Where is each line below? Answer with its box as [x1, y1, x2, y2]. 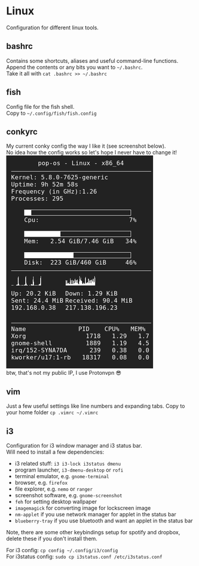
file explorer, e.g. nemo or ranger [14, 485, 93, 492]
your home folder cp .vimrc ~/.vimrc [6, 409, 99, 416]
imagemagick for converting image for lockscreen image [14, 504, 151, 512]
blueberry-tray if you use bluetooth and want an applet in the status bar [14, 517, 193, 524]
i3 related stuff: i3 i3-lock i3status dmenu [14, 460, 121, 467]
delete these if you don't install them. [6, 535, 97, 542]
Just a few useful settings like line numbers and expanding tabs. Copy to [6, 402, 185, 410]
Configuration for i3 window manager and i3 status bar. [6, 442, 142, 449]
